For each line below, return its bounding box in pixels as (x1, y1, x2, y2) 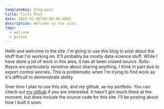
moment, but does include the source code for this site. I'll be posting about (5, 94, 159, 100)
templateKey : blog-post (5, 7, 54, 12)
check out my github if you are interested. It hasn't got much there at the (5, 89, 152, 95)
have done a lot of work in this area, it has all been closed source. (5, 58, 138, 64)
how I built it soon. (5, 99, 43, 105)
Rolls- (138, 58, 151, 64)
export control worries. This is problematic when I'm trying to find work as (5, 69, 155, 75)
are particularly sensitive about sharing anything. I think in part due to (19, 63, 160, 69)
